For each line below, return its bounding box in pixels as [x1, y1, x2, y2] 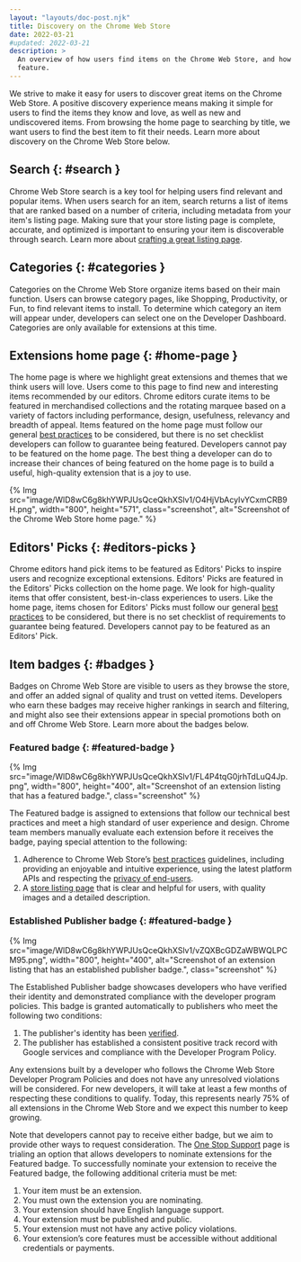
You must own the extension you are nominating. [22, 1194, 204, 1205]
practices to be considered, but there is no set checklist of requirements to [9, 611, 286, 622]
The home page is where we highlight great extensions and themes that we [9, 372, 288, 383]
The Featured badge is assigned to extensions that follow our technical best [9, 807, 290, 819]
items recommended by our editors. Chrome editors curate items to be [9, 391, 270, 401]
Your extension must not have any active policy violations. [22, 1223, 237, 1234]
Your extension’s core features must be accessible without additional [22, 1232, 278, 1243]
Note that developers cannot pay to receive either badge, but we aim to [9, 1129, 274, 1140]
